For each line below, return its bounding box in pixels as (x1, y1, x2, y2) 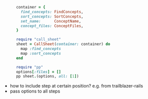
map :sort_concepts (20, 50, 61, 56)
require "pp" (15, 64, 43, 69)
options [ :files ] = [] (15, 69, 61, 74)
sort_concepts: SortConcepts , (20, 14, 83, 19)
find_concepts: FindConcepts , (20, 9, 83, 14)
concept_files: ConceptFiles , (20, 23, 83, 28)
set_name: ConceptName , (20, 18, 81, 23)
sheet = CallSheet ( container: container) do (15, 41, 110, 47)
